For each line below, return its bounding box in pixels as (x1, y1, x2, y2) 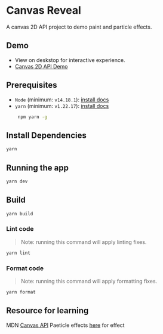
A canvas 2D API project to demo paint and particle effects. (6, 23, 152, 30)
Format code (6, 264, 44, 272)
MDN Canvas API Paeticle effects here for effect (6, 321, 125, 329)
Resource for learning (6, 305, 89, 316)
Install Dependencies (6, 130, 87, 140)
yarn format (6, 289, 36, 295)
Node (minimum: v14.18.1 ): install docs (14, 96, 109, 103)
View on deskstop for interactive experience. (14, 56, 125, 63)
